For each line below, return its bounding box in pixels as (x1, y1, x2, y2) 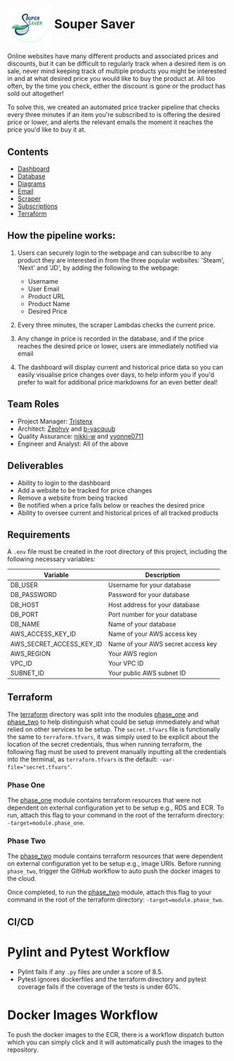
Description (145, 570, 181, 579)
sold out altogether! (7, 89, 65, 98)
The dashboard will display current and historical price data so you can (17, 363, 223, 371)
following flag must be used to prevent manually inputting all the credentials (7, 747, 227, 755)
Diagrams (17, 180, 46, 188)
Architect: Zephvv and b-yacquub (17, 425, 116, 433)
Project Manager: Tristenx (17, 417, 93, 425)
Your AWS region (108, 649, 158, 658)
